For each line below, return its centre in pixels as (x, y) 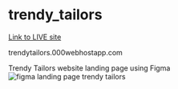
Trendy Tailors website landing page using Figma (89, 68)
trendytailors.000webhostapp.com (65, 52)
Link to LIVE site (35, 37)
